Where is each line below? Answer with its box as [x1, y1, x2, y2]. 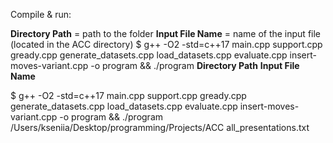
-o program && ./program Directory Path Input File [90, 60, 300, 71]
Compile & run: [10, 9, 72, 20]
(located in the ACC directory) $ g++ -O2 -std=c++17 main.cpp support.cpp [10, 39, 323, 50]
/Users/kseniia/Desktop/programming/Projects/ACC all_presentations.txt [10, 122, 310, 133]
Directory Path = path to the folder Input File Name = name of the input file [10, 28, 322, 39]
